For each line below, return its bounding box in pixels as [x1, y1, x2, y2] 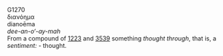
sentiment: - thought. [7, 42, 67, 49]
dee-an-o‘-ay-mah [7, 27, 60, 35]
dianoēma [7, 20, 36, 28]
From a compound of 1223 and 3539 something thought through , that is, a [7, 34, 217, 43]
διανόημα [7, 13, 35, 21]
